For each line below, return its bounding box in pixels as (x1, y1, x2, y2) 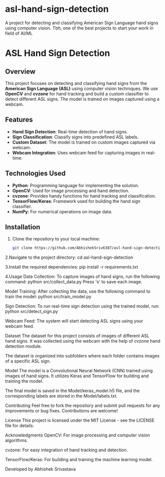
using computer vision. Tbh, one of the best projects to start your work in (5, 25, 154, 31)
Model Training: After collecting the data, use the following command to (5, 288, 151, 294)
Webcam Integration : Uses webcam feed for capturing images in (12, 150, 145, 156)
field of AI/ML (5, 30, 33, 36)
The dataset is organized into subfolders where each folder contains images (5, 353, 160, 359)
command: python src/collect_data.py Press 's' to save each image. (5, 279, 143, 285)
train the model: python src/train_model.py (5, 294, 92, 300)
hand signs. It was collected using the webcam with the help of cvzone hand (5, 338, 161, 344)
